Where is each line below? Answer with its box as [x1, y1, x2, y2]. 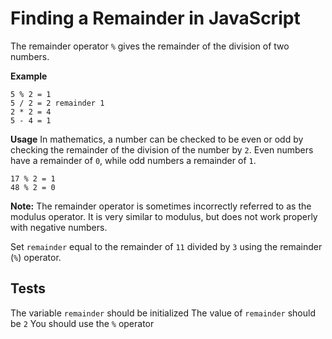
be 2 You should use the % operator [10, 317, 155, 329]
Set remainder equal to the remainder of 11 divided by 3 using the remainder [10, 240, 323, 252]
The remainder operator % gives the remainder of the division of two [10, 40, 290, 52]
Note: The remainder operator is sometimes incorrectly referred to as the [10, 200, 312, 212]
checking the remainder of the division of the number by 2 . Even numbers [10, 143, 314, 156]
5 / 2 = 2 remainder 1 [10, 98, 105, 108]
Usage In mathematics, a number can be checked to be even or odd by [10, 133, 304, 145]
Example [10, 70, 48, 82]
